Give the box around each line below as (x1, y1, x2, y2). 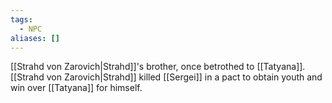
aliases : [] (10, 33, 60, 43)
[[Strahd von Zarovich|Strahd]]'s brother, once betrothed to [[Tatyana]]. (10, 61, 306, 73)
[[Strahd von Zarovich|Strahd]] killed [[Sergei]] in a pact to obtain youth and (10, 71, 323, 83)
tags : (10, 14, 33, 25)
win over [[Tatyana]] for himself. (10, 82, 143, 94)
